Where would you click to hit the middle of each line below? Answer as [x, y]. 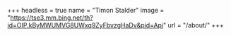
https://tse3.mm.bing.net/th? [52, 18]
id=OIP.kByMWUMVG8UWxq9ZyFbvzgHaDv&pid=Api [85, 25]
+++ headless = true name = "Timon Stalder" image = [86, 10]
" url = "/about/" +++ [194, 25]
